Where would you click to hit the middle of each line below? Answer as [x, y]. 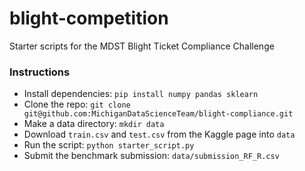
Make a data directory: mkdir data [94, 124]
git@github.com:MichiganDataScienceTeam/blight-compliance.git [158, 114]
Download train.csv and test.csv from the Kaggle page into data [159, 134]
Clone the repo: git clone [77, 104]
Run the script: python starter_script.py [109, 145]
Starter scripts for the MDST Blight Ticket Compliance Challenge [142, 46]
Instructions [40, 72]
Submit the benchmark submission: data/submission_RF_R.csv [151, 156]
